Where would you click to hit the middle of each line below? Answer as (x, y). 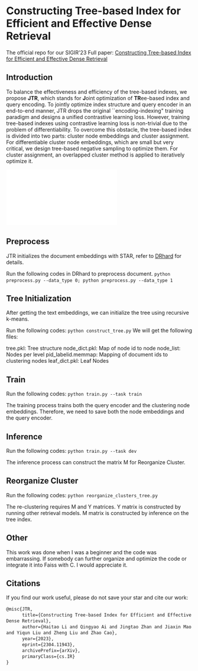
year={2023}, (38, 639)
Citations (23, 584)
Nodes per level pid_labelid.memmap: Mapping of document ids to (87, 354)
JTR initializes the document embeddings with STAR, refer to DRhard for (94, 255)
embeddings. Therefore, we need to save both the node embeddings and (95, 412)
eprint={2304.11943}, (48, 645)
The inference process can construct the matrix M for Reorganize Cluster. (96, 462)
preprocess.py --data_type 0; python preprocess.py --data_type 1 (90, 280)
